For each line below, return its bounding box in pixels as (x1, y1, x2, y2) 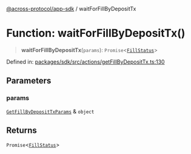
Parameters (6, 76, 52, 86)
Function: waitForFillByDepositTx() (6, 27, 186, 40)
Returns (6, 126, 38, 136)
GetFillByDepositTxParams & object (6, 107, 95, 115)
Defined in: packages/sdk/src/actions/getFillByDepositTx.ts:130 (6, 58, 165, 65)
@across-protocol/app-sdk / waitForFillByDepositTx (6, 5, 136, 12)
